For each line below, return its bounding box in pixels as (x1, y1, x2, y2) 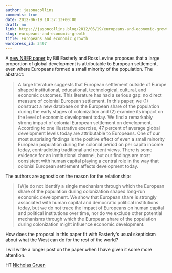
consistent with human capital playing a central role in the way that (17, 158, 159, 164)
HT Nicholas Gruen (5, 262, 46, 268)
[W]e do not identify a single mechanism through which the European (17, 183, 165, 189)
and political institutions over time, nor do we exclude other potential (17, 210, 163, 216)
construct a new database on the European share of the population (17, 103, 160, 109)
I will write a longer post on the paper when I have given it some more (5, 246, 153, 252)
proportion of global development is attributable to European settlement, (5, 60, 158, 67)
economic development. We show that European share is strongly (17, 193, 157, 200)
